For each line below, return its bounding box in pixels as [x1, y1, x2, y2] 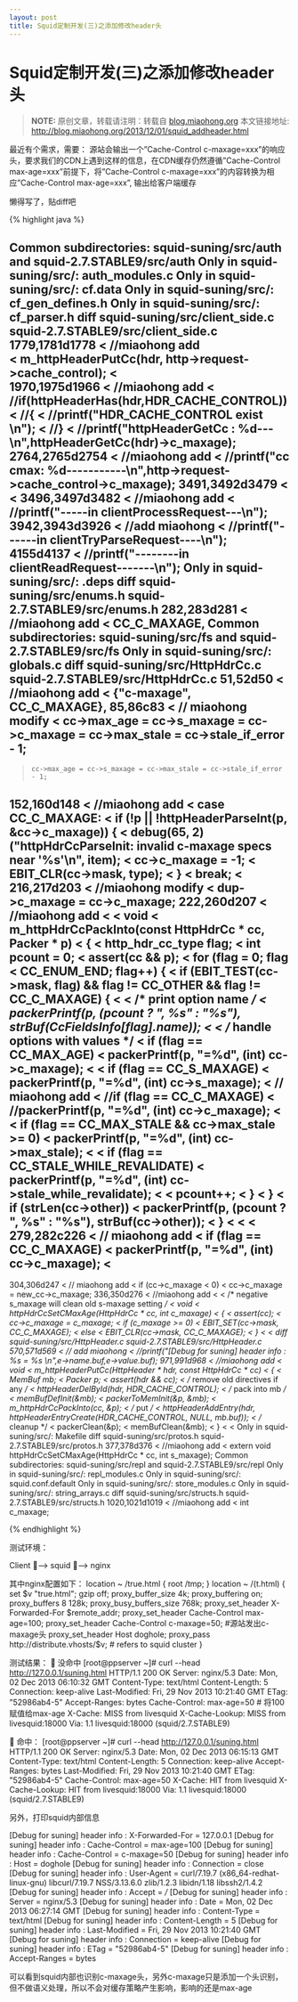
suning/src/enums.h [9, 588, 126, 603]
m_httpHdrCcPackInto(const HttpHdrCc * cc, [9, 922, 265, 937]
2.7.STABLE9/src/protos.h [9, 1440, 104, 1452]
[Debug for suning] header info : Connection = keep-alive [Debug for [9, 1934, 262, 1945]
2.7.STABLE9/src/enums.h [9, 602, 159, 617]
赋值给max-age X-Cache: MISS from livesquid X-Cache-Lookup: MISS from [9, 1708, 286, 1719]
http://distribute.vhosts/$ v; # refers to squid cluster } [9, 1640, 203, 1650]
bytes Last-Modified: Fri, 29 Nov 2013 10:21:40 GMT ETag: [41, 1765, 255, 1777]
